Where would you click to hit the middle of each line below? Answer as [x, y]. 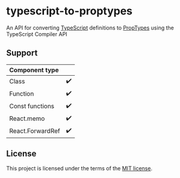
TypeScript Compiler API [37, 34]
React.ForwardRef [35, 131]
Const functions [32, 106]
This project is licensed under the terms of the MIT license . [79, 168]
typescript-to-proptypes [70, 11]
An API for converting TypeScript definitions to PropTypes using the [90, 28]
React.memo [27, 118]
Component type [34, 70]
